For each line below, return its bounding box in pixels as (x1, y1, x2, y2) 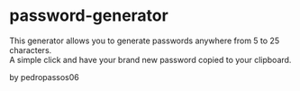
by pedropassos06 (9, 71, 79, 82)
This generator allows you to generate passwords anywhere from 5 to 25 (9, 35, 280, 46)
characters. (9, 44, 52, 55)
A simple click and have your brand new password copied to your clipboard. (9, 54, 292, 65)
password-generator (9, 5, 168, 26)
